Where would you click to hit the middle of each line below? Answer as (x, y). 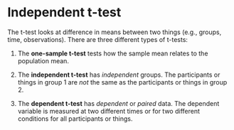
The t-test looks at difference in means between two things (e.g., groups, (115, 32)
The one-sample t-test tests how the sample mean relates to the (113, 53)
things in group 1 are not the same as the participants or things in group (122, 82)
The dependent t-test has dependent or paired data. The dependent (118, 103)
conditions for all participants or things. (75, 119)
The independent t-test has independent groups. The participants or (119, 75)
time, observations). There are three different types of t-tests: (98, 39)
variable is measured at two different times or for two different (109, 111)
